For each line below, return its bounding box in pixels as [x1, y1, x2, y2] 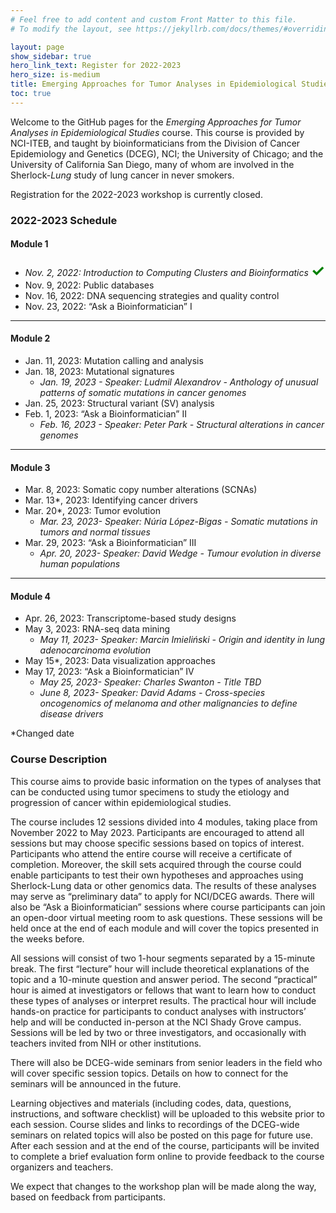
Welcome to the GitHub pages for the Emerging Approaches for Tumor [10, 116, 302, 128]
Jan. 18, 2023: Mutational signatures [24, 366, 175, 378]
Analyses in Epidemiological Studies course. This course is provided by [10, 126, 305, 138]
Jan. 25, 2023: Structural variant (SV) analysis [24, 397, 215, 410]
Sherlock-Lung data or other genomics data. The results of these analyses [10, 879, 317, 891]
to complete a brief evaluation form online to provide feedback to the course [10, 1150, 325, 1162]
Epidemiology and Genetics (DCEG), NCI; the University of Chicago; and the [10, 147, 324, 160]
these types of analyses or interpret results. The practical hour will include [10, 994, 317, 1006]
